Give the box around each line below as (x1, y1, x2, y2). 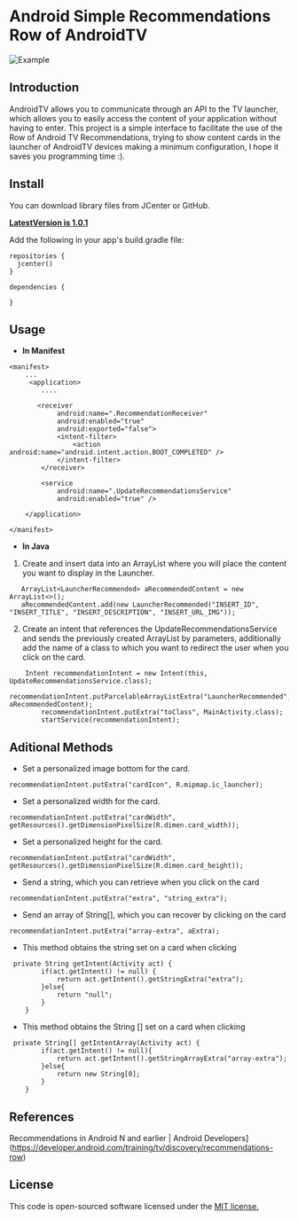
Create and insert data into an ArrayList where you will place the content (21, 559, 287, 569)
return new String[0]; (56, 1070, 141, 1079)
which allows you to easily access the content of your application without (9, 113, 278, 123)
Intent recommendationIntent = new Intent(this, (25, 669, 208, 678)
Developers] (203, 1133, 249, 1143)
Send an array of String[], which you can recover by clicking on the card (21, 910, 286, 920)
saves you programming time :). (9, 151, 126, 161)
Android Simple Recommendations (9, 6, 271, 27)
